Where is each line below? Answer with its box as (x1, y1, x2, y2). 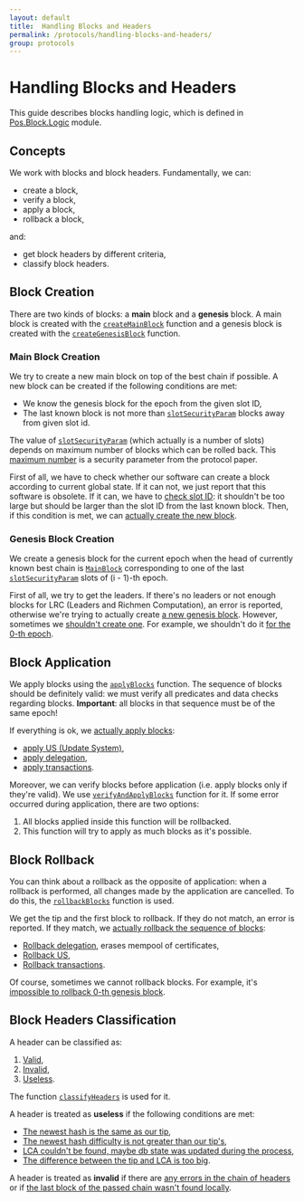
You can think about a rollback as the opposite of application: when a (9, 876, 267, 887)
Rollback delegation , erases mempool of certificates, (22, 940, 220, 951)
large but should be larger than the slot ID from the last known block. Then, (9, 501, 290, 511)
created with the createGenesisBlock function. (9, 328, 181, 339)
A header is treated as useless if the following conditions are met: (9, 1108, 255, 1119)
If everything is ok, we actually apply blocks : (9, 725, 176, 736)
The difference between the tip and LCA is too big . (22, 1155, 211, 1166)
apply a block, (22, 205, 75, 215)
